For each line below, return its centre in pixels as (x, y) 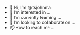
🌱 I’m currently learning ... (35, 17)
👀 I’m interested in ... (30, 12)
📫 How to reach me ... (32, 28)
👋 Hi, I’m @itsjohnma (30, 7)
